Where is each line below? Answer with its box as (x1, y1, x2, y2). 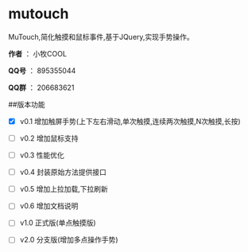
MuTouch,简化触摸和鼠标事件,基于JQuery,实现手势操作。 (8, 32, 195, 41)
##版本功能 (8, 99, 45, 109)
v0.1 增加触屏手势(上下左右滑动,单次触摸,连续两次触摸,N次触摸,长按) (19, 116, 241, 126)
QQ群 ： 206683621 (8, 83, 75, 92)
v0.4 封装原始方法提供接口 (19, 168, 107, 177)
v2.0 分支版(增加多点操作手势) (19, 235, 118, 245)
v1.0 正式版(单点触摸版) (19, 218, 97, 227)
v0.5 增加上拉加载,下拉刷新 (19, 184, 109, 194)
